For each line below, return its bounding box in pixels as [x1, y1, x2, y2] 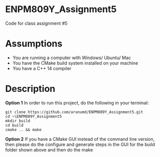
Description [5, 83, 56, 94]
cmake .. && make [5, 127, 42, 132]
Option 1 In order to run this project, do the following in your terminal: [5, 99, 149, 106]
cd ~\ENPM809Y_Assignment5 [5, 114, 62, 119]
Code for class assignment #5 [5, 20, 68, 26]
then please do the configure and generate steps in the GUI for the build [5, 141, 155, 147]
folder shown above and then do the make [5, 146, 93, 152]
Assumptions [5, 38, 63, 49]
